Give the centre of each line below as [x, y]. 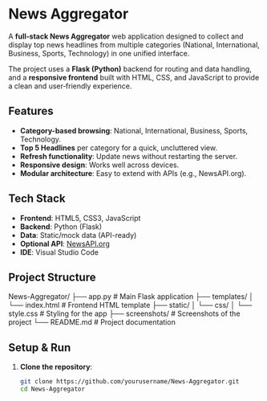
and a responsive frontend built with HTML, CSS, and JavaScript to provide [134, 77]
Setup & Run [40, 348]
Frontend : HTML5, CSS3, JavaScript [80, 218]
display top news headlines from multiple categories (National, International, [134, 44]
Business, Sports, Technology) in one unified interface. [99, 53]
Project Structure [52, 277]
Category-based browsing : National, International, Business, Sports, [134, 130]
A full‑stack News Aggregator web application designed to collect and [126, 36]
